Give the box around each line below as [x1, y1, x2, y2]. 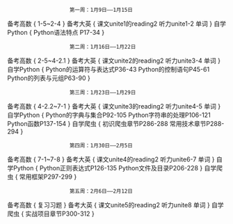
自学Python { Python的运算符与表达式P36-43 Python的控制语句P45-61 [7, 65, 210, 73]
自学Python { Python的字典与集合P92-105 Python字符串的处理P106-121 [7, 111, 211, 119]
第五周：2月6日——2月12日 [69, 188, 134, 195]
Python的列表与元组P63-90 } [7, 74, 90, 82]
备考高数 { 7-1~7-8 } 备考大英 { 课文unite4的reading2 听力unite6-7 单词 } [7, 155, 215, 163]
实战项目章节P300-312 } [25, 209, 95, 218]
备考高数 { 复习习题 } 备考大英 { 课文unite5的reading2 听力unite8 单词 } [7, 201, 210, 209]
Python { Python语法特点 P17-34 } [7, 29, 105, 36]
